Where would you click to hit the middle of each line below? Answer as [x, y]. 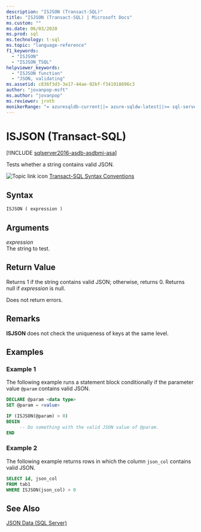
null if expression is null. [36, 288]
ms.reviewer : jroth [31, 101]
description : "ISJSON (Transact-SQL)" [54, 12]
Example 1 [21, 369]
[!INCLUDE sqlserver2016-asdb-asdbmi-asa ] [62, 153]
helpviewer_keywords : [33, 68]
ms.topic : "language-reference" [46, 46]
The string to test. [28, 248]
